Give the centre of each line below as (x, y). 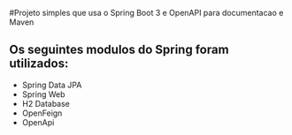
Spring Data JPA (52, 85)
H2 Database (46, 103)
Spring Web (43, 94)
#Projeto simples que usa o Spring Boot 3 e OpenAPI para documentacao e (146, 13)
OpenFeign (42, 113)
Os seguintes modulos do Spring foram (119, 50)
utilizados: (39, 64)
